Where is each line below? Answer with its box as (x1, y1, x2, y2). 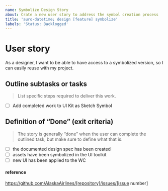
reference (5, 169, 27, 175)
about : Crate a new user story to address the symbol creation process (5, 12, 158, 17)
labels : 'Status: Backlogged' (5, 21, 69, 27)
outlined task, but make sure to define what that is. (17, 136, 123, 142)
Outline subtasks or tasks (5, 79, 87, 88)
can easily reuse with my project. (5, 65, 74, 71)
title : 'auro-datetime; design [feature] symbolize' (5, 17, 118, 22)
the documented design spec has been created (12, 146, 111, 152)
